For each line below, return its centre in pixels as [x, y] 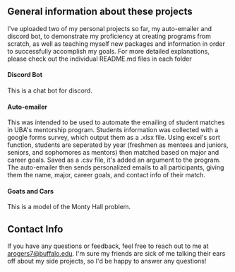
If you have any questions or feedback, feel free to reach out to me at [108, 246]
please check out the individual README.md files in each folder [100, 59]
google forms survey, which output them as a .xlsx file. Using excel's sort [114, 138]
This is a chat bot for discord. [50, 90]
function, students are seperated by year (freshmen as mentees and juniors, [118, 145]
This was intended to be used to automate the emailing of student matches [116, 122]
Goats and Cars [31, 191]
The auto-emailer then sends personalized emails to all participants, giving [116, 167]
